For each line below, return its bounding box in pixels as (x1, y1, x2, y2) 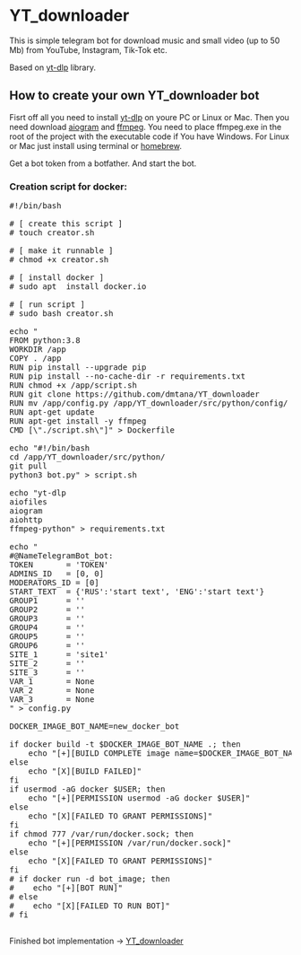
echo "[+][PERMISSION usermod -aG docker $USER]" (28, 793, 251, 803)
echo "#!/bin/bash (9, 443, 90, 453)
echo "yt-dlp (9, 488, 67, 498)
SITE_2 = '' (9, 659, 85, 669)
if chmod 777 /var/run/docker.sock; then (9, 829, 194, 839)
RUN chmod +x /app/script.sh (9, 381, 137, 390)
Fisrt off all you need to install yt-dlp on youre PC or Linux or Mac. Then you (9, 111, 289, 122)
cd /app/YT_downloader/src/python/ (9, 452, 166, 462)
